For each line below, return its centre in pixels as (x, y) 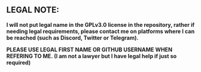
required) (19, 62)
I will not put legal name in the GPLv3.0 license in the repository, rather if (100, 24)
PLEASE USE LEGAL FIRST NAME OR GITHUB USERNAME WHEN (89, 49)
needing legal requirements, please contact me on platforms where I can (100, 31)
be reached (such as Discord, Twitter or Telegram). (73, 38)
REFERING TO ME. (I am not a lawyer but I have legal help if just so (92, 56)
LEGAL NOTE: (33, 10)
